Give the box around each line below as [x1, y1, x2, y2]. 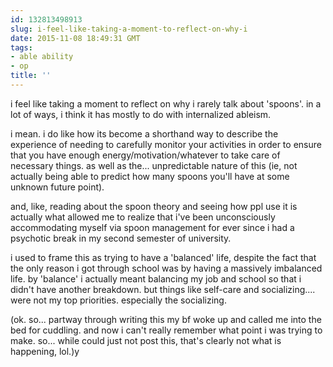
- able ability [10, 52, 74, 62]
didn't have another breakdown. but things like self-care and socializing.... [10, 283, 316, 295]
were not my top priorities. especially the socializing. [10, 294, 227, 306]
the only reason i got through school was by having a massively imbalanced [10, 262, 323, 274]
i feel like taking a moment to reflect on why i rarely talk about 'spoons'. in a [10, 97, 322, 110]
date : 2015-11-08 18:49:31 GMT [10, 33, 141, 43]
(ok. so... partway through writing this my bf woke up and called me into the [10, 313, 322, 325]
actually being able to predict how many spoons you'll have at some [10, 170, 290, 182]
